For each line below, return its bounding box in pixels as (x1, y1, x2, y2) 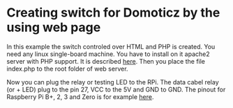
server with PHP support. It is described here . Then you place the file (6, 57, 206, 65)
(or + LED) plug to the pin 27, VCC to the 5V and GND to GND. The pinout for (6, 85, 226, 93)
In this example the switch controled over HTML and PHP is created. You (6, 42, 216, 51)
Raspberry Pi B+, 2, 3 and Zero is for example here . (6, 92, 154, 101)
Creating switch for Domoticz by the (6, 5, 220, 21)
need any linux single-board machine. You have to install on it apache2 (6, 50, 210, 58)
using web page (6, 19, 101, 35)
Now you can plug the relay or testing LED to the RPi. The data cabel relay (6, 78, 219, 86)
